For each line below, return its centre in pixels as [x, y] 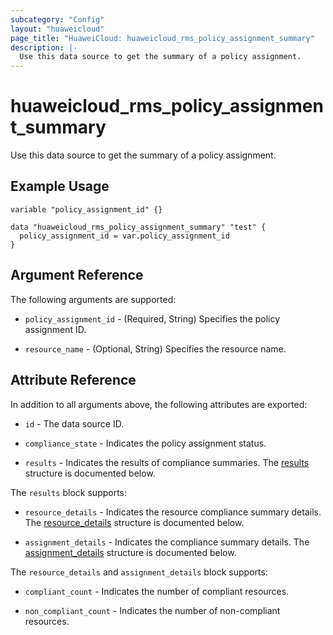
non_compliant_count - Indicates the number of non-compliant [152, 610]
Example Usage [60, 186]
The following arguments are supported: [93, 299]
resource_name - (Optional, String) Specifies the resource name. [155, 348]
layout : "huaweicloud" [57, 29]
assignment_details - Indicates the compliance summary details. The [167, 542]
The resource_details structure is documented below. [134, 522]
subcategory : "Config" [57, 19]
